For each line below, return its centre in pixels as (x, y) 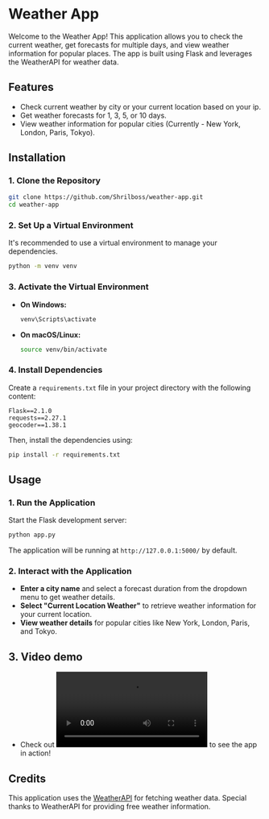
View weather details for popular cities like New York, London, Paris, (135, 623)
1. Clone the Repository (54, 180)
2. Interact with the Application (70, 571)
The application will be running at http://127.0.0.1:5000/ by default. (123, 550)
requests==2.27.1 (37, 418)
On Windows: (43, 304)
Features (31, 87)
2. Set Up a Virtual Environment (71, 225)
